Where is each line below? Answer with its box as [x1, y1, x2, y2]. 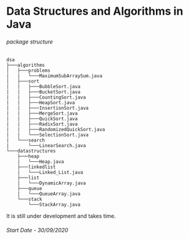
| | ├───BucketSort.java [6, 89, 81, 96]
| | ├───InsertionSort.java [6, 105, 89, 112]
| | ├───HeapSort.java [6, 100, 75, 106]
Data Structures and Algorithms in [6, 4, 183, 18]
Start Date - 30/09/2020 [6, 226, 69, 233]
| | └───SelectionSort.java [6, 132, 89, 138]
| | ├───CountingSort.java [6, 94, 86, 101]
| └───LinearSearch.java [6, 143, 86, 149]
